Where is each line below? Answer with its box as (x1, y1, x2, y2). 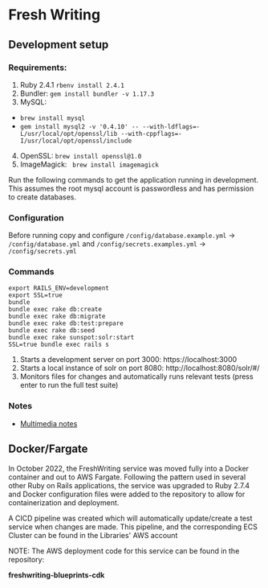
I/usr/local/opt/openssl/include (19, 137, 132, 145)
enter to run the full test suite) (19, 380, 119, 390)
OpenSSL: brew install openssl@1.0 (19, 150, 142, 160)
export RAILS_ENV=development (8, 284, 110, 293)
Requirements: (8, 62, 67, 73)
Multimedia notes (19, 418, 78, 428)
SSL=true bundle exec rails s (8, 340, 110, 349)
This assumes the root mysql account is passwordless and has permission (8, 183, 254, 193)
